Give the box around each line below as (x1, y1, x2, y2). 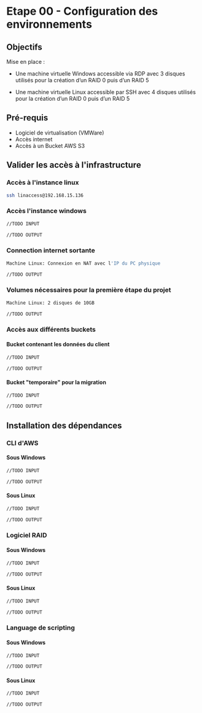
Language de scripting (6, 623, 76, 632)
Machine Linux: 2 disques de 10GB (6, 300, 95, 306)
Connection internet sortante (6, 246, 95, 255)
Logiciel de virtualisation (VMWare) (15, 129, 104, 136)
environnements (6, 17, 92, 31)
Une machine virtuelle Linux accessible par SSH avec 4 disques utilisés (15, 88, 196, 96)
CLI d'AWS (6, 438, 39, 447)
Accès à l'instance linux (6, 178, 79, 187)
